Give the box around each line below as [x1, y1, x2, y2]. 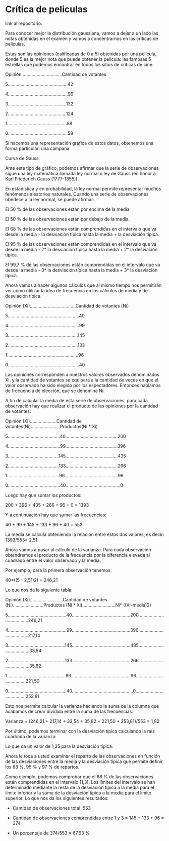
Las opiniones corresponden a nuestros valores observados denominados [5, 371, 160, 377]
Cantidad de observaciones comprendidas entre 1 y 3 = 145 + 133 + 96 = [12, 815, 164, 821]
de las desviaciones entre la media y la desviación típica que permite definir [5, 758, 163, 764]
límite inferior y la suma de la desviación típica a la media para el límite [5, 789, 152, 796]
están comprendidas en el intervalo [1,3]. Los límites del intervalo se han [5, 779, 155, 785]
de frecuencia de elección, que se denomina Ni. [5, 388, 105, 394]
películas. [5, 41, 25, 47]
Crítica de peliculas [5, 4, 88, 15]
